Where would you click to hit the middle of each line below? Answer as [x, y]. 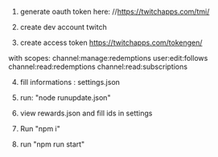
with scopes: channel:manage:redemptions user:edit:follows [108, 58]
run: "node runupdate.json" [65, 98]
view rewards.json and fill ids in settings [86, 113]
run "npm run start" [52, 144]
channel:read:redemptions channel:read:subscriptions [98, 66]
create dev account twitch [63, 27]
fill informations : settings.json [70, 82]
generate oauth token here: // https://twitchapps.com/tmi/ [115, 12]
